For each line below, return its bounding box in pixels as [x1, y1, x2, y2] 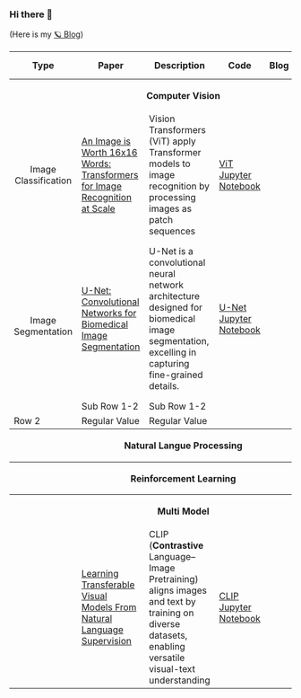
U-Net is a [149, 245, 194, 258]
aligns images [149, 584, 208, 596]
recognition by [149, 180, 211, 192]
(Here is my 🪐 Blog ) [9, 29, 83, 40]
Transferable [81, 579, 135, 591]
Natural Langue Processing [124, 439, 244, 452]
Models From [81, 601, 137, 614]
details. [149, 380, 180, 393]
